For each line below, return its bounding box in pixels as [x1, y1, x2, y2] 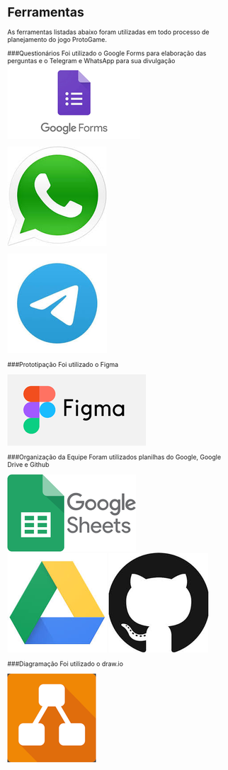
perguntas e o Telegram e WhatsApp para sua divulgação [7, 56, 176, 64]
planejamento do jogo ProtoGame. [7, 35, 108, 43]
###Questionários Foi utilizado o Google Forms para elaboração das [7, 49, 207, 57]
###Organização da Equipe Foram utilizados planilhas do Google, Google [7, 453, 222, 461]
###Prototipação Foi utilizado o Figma [7, 360, 119, 368]
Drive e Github [7, 460, 50, 468]
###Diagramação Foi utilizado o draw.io [7, 659, 124, 668]
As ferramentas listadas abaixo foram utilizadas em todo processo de [7, 28, 210, 36]
